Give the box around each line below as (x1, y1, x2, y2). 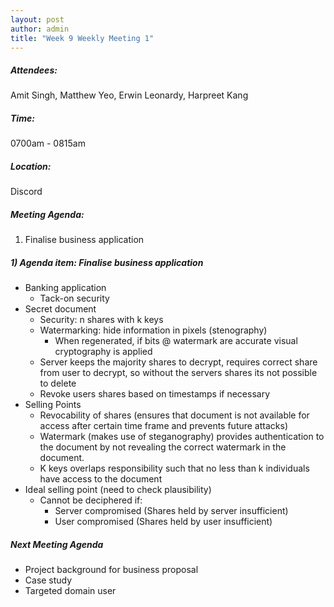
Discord (10, 186, 43, 198)
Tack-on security (39, 292, 110, 305)
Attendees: (10, 64, 58, 76)
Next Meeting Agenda (10, 538, 104, 550)
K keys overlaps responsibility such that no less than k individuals (39, 462, 310, 475)
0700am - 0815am (10, 137, 86, 150)
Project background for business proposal (24, 564, 199, 576)
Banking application (24, 282, 107, 294)
